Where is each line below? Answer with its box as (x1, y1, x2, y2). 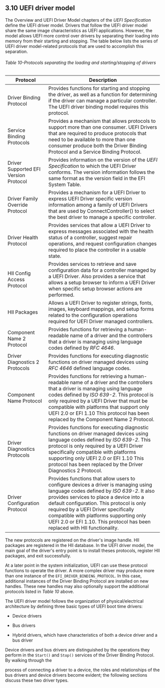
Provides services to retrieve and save (48, 261, 137, 268)
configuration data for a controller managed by (48, 267, 156, 274)
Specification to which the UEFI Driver (48, 163, 137, 170)
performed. (48, 291, 75, 298)
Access (7, 276, 25, 283)
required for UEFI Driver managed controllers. (48, 318, 154, 325)
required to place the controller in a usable (48, 247, 146, 253)
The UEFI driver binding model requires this (48, 104, 149, 110)
